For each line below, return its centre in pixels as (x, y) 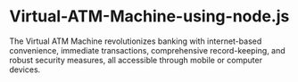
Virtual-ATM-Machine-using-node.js (149, 16)
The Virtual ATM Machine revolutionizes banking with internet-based (136, 41)
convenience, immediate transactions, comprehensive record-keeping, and (147, 50)
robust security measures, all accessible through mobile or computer (136, 60)
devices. (25, 70)
